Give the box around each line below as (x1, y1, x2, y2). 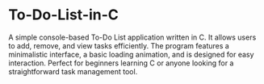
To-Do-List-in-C (8, 6, 119, 24)
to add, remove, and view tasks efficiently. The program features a (8, 40, 230, 50)
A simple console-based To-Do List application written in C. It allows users (8, 32, 257, 42)
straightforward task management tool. (8, 66, 138, 76)
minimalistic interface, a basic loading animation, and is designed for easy (8, 49, 254, 59)
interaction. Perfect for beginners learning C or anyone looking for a (8, 58, 234, 68)
